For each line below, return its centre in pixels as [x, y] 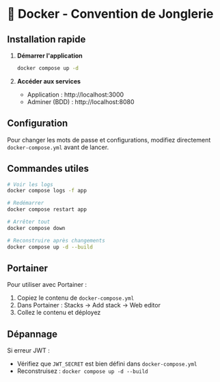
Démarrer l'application [50, 55]
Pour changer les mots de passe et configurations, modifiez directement [109, 140]
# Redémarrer [26, 203]
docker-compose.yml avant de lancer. [58, 147]
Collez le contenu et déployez [59, 313]
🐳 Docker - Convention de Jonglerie [110, 14]
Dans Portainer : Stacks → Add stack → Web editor [88, 305]
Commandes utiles [48, 169]
